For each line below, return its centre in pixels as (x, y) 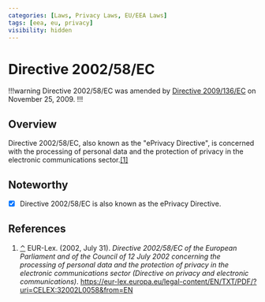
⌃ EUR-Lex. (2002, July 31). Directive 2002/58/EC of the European (128, 248)
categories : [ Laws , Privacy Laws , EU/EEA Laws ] (88, 15)
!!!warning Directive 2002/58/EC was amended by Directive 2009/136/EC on (132, 91)
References (37, 229)
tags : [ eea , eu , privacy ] (50, 23)
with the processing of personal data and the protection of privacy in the (126, 151)
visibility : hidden (40, 30)
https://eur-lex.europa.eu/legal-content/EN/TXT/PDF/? (168, 281)
